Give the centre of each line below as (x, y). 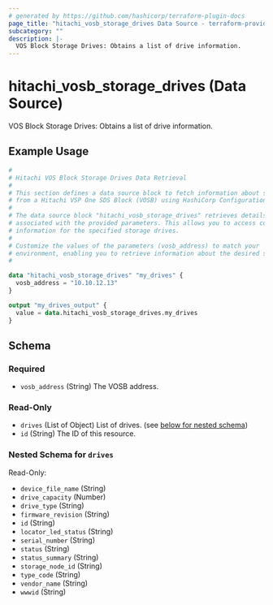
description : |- (36, 39)
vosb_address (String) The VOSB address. (89, 387)
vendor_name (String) (54, 583)
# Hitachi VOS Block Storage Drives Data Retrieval (97, 178)
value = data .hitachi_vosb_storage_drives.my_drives (107, 313)
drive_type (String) (52, 505)
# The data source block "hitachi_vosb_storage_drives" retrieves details (138, 216)
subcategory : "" (36, 31)
